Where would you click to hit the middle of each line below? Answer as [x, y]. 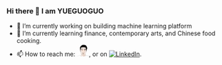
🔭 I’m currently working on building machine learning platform [104, 26]
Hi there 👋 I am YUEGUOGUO [55, 11]
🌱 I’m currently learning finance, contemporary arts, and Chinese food [116, 33]
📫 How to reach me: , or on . [79, 54]
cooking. [29, 41]
